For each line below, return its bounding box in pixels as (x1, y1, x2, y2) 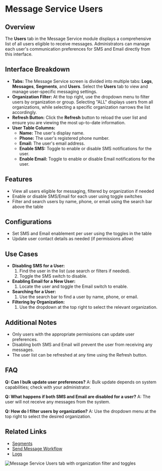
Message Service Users (5, 3, 103, 15)
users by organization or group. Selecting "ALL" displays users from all (12, 99, 154, 105)
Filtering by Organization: (12, 299, 65, 305)
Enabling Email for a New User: (12, 279, 76, 284)
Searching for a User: (12, 289, 56, 295)
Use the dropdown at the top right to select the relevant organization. (19, 304, 158, 310)
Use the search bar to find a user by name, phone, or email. (19, 294, 138, 300)
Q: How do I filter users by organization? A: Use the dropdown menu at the (5, 408, 157, 414)
